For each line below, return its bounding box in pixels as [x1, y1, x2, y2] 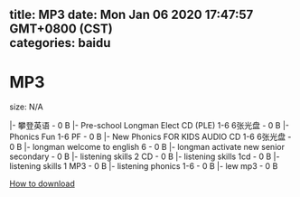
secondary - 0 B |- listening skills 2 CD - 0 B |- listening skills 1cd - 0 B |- [9, 151, 280, 162]
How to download [9, 178, 75, 189]
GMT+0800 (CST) [9, 22, 113, 37]
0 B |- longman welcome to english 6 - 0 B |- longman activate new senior [9, 142, 285, 153]
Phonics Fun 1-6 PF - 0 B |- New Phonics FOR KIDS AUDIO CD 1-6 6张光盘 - [9, 131, 292, 143]
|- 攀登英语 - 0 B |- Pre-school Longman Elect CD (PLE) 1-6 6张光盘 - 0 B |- [9, 120, 289, 131]
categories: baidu [9, 35, 111, 51]
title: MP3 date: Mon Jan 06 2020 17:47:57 [9, 7, 254, 23]
